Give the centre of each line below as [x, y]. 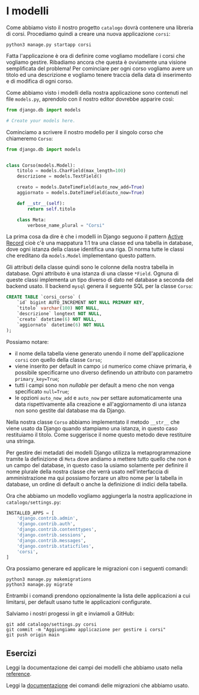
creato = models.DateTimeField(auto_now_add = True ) [81, 187]
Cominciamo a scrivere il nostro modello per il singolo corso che [85, 132]
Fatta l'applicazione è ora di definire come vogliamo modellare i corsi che [96, 55]
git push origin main [33, 635]
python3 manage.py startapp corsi [49, 45]
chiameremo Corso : [30, 138]
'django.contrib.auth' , [46, 524]
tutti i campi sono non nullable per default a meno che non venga [94, 385]
